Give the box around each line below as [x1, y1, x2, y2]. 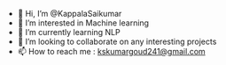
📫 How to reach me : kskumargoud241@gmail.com [17, 47, 206, 56]
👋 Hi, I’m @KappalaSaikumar [17, 9, 122, 18]
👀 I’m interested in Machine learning [17, 18, 149, 28]
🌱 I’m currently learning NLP [17, 27, 121, 37]
